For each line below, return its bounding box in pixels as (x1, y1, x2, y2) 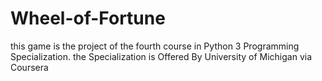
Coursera (10, 61, 49, 73)
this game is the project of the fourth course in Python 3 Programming (10, 40, 300, 52)
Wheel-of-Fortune (10, 7, 166, 30)
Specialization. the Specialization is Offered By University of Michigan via (10, 50, 313, 62)
